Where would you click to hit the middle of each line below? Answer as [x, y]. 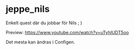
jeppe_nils [28, 9]
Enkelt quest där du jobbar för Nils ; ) [44, 23]
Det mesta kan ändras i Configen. [40, 42]
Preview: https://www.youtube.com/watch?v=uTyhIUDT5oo [67, 32]
